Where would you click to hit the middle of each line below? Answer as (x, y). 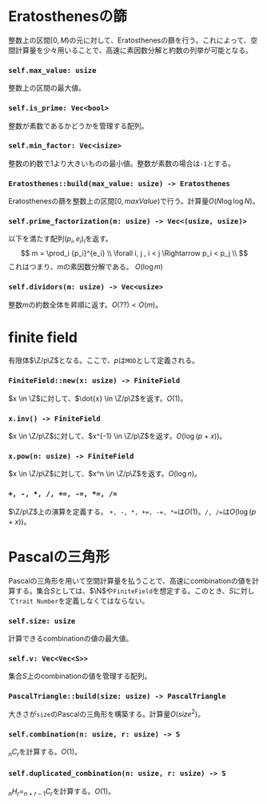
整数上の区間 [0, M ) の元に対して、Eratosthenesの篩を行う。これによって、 (130, 40)
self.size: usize (42, 621)
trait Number (37, 601)
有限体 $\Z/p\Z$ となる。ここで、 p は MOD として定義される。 (104, 361)
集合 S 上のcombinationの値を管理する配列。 (80, 676)
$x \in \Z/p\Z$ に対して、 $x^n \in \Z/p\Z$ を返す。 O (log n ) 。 (105, 474)
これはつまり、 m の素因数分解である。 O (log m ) (86, 267)
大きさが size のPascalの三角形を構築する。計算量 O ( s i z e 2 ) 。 (107, 713)
